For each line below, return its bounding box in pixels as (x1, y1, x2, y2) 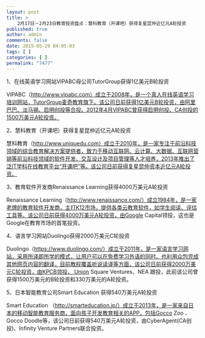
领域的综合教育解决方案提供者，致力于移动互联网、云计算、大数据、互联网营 (6, 147, 199, 155)
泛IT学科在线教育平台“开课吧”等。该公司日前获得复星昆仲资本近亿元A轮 (6, 163, 185, 170)
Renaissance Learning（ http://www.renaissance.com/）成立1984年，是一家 (6, 196, 197, 204)
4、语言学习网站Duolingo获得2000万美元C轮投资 (6, 232, 130, 239)
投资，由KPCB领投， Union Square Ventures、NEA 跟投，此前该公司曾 (21, 268, 198, 275)
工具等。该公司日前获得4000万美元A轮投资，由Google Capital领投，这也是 (6, 211, 195, 219)
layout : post (6, 9, 40, 15)
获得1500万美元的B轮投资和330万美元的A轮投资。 (6, 276, 132, 283)
